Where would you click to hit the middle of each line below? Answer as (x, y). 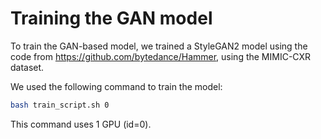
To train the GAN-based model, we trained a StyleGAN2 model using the (159, 46)
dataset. (27, 67)
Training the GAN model (111, 18)
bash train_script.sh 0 (60, 105)
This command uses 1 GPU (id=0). (81, 124)
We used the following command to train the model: (116, 86)
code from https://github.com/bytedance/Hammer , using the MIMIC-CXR (161, 56)
